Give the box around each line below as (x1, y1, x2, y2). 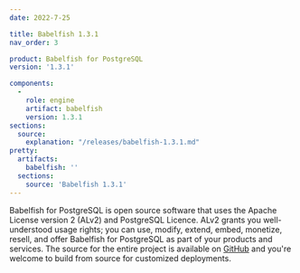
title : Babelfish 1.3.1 (9, 29, 99, 39)
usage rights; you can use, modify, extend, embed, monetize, (53, 223, 283, 235)
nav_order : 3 (9, 38, 59, 47)
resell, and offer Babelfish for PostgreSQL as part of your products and (9, 233, 273, 244)
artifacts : (17, 155, 59, 164)
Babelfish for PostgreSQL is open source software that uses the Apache (9, 204, 277, 215)
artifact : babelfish (25, 104, 103, 113)
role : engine (25, 96, 75, 105)
